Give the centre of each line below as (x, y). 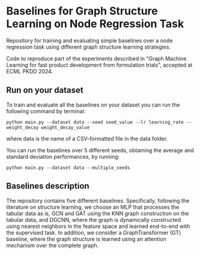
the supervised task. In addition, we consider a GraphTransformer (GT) (94, 232)
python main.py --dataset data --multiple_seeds (68, 167)
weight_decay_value (65, 127)
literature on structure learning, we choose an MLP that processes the (93, 207)
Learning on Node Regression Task (95, 24)
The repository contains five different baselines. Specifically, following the (98, 200)
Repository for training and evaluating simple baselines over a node (89, 40)
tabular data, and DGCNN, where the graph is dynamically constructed (94, 220)
